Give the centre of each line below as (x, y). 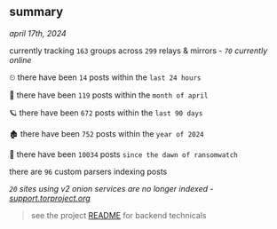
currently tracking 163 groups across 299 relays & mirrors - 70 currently (138, 51)
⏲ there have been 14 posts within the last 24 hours (105, 77)
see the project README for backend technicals (119, 215)
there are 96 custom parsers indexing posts (88, 171)
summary (36, 12)
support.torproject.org (50, 198)
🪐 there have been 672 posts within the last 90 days (106, 113)
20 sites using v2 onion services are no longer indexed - (111, 188)
